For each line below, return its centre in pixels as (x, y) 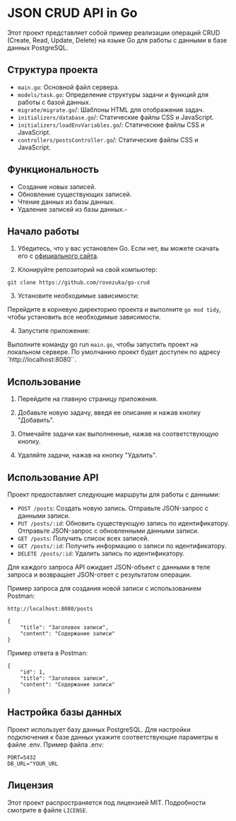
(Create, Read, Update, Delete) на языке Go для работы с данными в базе (117, 40)
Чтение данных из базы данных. (66, 202)
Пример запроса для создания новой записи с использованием (104, 588)
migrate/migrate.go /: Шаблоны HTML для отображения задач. (111, 109)
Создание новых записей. (57, 186)
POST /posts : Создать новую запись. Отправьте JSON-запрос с (113, 508)
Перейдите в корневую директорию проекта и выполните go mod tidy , (114, 310)
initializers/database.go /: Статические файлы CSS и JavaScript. (116, 117)
